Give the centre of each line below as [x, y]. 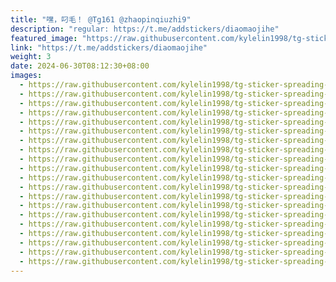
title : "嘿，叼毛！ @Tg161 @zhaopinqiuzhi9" [101, 19]
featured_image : [44, 38]
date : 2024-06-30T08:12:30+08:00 [80, 66]
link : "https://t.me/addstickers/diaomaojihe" [109, 47]
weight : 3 [31, 57]
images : [26, 76]
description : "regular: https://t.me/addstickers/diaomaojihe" [145, 29]
